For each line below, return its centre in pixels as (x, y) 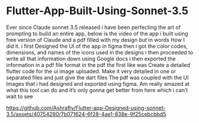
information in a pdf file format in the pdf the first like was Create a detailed (98, 65)
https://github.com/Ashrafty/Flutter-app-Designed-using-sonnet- (86, 108)
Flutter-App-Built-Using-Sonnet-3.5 (97, 11)
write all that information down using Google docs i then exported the (91, 59)
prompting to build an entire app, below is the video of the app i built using (97, 33)
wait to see (20, 96)
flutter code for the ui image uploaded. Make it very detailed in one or (91, 71)
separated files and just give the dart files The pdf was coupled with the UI (97, 77)
